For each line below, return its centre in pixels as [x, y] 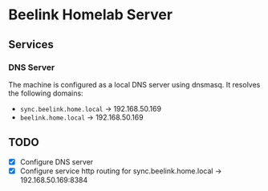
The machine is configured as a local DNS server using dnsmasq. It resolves [134, 84]
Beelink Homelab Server [91, 15]
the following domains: [46, 93]
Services [31, 45]
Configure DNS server [57, 161]
